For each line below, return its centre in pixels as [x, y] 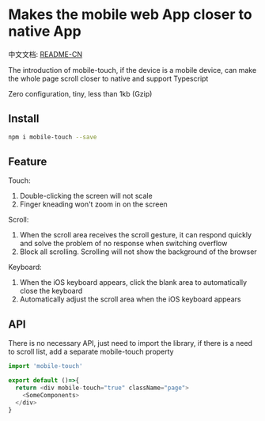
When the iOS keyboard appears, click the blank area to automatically [133, 283]
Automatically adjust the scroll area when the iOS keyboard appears [130, 299]
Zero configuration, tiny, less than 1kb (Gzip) [80, 93]
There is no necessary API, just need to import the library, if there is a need [131, 343]
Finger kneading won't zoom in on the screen [93, 204]
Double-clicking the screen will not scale [86, 196]
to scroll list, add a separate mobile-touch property [91, 352]
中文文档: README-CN [45, 54]
